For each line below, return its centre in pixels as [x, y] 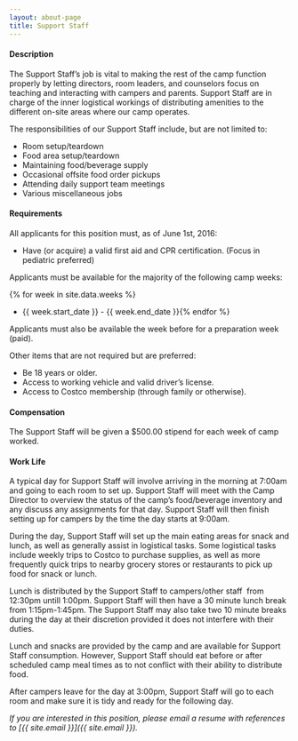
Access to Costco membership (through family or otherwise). [134, 391]
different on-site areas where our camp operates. [100, 111]
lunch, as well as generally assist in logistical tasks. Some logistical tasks [143, 546]
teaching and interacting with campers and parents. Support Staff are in [141, 92]
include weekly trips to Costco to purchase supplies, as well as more [135, 555]
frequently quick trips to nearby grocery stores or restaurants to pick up [141, 564]
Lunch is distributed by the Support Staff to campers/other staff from [137, 591]
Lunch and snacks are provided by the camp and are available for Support [145, 646]
